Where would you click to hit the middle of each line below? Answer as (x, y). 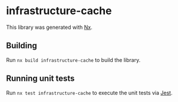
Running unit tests (40, 79)
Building (22, 46)
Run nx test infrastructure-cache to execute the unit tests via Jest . (89, 93)
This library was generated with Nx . (49, 27)
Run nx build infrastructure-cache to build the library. (73, 60)
